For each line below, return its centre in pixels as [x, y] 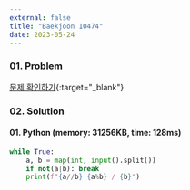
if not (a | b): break [63, 168]
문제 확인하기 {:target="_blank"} [67, 87]
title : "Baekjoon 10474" [56, 26]
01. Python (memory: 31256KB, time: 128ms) [95, 133]
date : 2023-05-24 [42, 34]
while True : [32, 152]
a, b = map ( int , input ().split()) [91, 160]
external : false [40, 18]
